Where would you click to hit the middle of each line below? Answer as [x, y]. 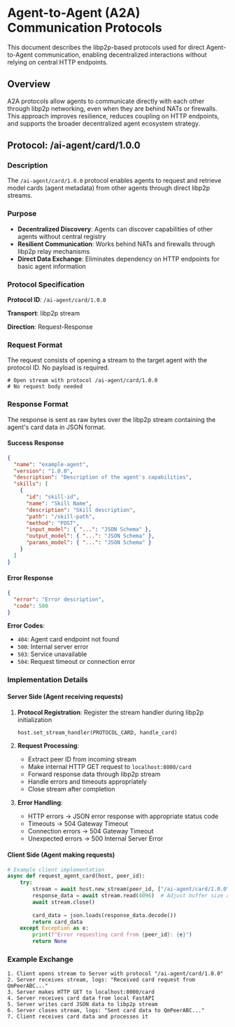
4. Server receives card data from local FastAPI [81, 998]
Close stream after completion [71, 789]
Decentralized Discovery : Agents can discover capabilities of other [115, 229]
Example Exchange [40, 960]
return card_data [57, 922]
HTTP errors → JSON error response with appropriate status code [123, 816]
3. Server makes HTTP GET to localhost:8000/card [81, 992]
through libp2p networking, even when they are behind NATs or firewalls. [113, 108]
